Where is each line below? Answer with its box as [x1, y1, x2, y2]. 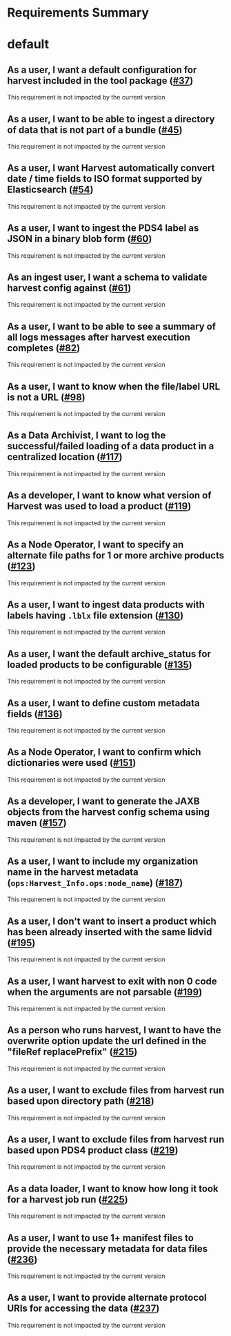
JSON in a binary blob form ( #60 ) [7, 233, 152, 245]
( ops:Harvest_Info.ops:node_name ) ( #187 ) [7, 876, 183, 889]
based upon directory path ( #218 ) [7, 1095, 154, 1107]
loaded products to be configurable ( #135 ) [7, 659, 192, 670]
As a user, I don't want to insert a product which [7, 915, 217, 927]
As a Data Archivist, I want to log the [7, 430, 166, 442]
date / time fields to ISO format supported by [7, 173, 203, 185]
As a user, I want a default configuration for [7, 64, 197, 75]
